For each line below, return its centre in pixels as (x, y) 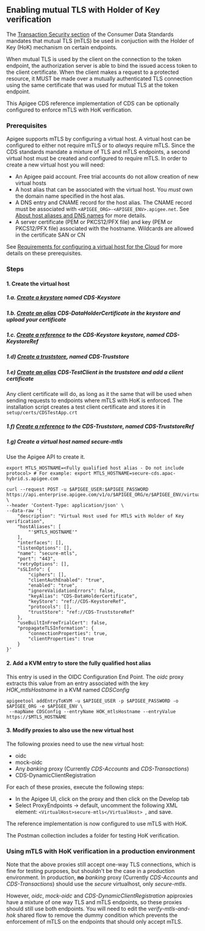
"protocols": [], (50, 607)
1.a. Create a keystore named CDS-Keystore (63, 298)
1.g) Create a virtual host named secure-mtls (65, 442)
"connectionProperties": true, (68, 634)
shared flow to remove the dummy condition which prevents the (98, 915)
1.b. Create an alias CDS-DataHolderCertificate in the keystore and (93, 313)
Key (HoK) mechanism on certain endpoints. (62, 47)
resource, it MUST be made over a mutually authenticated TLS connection (99, 78)
